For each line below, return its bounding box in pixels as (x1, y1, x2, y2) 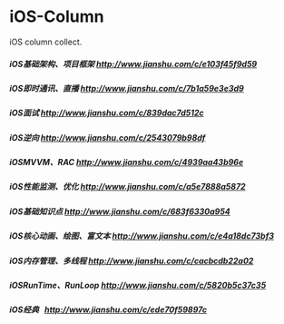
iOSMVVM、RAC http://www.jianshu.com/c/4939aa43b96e (9, 157, 244, 168)
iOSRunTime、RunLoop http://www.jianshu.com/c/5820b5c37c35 (9, 280, 267, 290)
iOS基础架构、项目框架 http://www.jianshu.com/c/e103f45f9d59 (9, 58, 258, 69)
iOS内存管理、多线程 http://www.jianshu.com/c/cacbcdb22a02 (9, 255, 254, 266)
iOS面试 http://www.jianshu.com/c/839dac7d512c (9, 107, 204, 119)
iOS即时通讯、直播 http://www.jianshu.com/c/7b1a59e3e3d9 (9, 83, 245, 93)
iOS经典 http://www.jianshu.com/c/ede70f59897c (9, 304, 207, 315)
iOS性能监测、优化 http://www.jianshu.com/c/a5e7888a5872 (9, 182, 247, 192)
